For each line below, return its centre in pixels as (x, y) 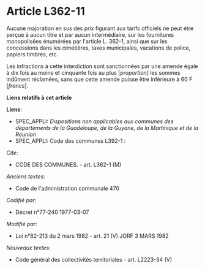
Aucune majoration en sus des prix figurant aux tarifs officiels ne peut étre (100, 28)
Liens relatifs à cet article (39, 97)
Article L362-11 (46, 11)
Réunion (26, 134)
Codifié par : (21, 200)
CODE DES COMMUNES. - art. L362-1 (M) (68, 164)
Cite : (12, 153)
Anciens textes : (26, 176)
